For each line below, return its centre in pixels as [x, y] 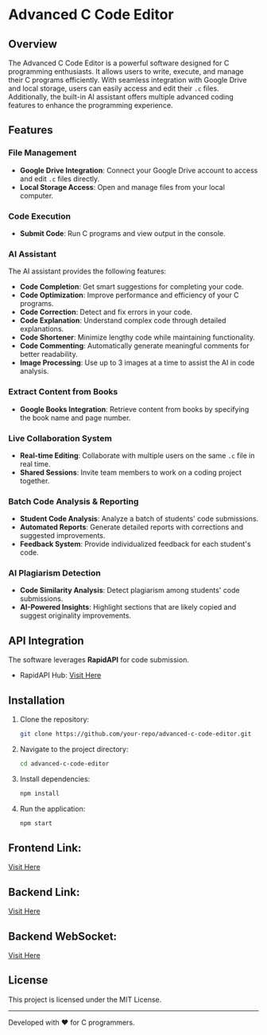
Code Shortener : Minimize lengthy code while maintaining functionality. [137, 337]
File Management [43, 153]
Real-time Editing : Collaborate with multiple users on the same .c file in [137, 455]
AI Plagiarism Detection [55, 573]
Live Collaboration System [60, 438]
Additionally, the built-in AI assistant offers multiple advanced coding [121, 97]
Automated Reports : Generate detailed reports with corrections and [132, 527]
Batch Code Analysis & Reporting [74, 501]
